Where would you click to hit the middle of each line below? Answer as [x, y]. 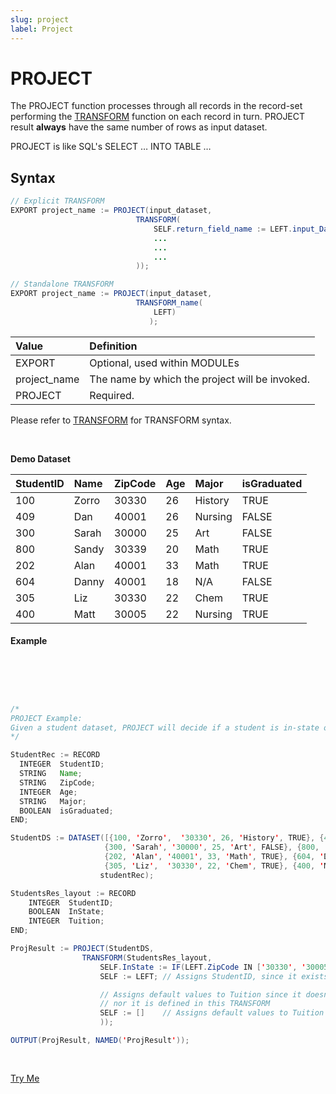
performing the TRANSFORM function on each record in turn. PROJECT [158, 117]
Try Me [25, 1078]
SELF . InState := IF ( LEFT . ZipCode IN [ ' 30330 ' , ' [203, 967]
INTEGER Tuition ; [66, 921]
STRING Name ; [51, 774]
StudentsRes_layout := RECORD [73, 893]
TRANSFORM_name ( [169, 303]
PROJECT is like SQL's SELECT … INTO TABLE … [111, 147]
